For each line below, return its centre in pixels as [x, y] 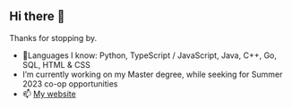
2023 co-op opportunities [70, 83]
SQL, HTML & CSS [56, 64]
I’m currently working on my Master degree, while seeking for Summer [152, 74]
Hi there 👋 [37, 17]
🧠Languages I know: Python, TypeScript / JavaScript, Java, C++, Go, [150, 55]
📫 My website [49, 94]
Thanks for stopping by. [53, 37]
